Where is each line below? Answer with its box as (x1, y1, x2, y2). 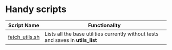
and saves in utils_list (44, 36, 97, 43)
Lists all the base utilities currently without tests (44, 30, 159, 37)
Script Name (8, 22, 39, 29)
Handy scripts (5, 4, 67, 15)
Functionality (88, 22, 121, 29)
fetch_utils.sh (8, 33, 40, 40)
